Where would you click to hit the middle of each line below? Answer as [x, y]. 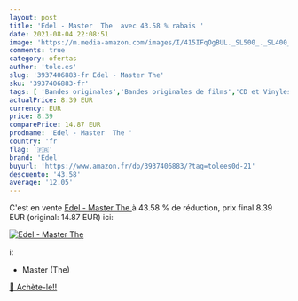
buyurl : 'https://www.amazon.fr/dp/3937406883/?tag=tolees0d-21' [132, 166]
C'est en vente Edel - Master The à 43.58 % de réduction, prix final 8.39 [141, 208]
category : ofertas [43, 59]
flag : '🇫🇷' [31, 149]
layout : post [33, 17]
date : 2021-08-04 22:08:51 [59, 34]
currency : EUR [35, 108]
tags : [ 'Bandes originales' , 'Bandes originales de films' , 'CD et [134, 91]
